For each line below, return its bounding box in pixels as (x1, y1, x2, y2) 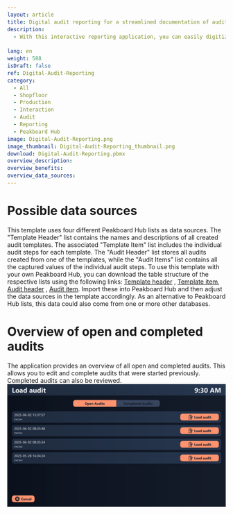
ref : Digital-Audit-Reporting (7, 69, 95, 76)
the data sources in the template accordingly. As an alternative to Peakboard (7, 292, 226, 300)
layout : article (7, 11, 54, 18)
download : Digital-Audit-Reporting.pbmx (7, 150, 126, 157)
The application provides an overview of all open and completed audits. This (7, 361, 225, 370)
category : (7, 77, 36, 84)
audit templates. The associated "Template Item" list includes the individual (7, 240, 222, 249)
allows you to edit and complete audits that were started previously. (7, 368, 200, 377)
